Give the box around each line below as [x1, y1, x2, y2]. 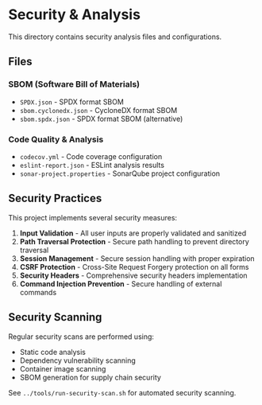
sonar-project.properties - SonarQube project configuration [19, 169, 221, 178]
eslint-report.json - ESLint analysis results [19, 160, 165, 169]
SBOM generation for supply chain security [19, 372, 161, 382]
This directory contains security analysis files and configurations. [8, 32, 222, 41]
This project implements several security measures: [8, 212, 177, 222]
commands [19, 287, 57, 297]
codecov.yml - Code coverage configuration [19, 151, 163, 161]
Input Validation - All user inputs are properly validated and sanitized [19, 228, 247, 238]
